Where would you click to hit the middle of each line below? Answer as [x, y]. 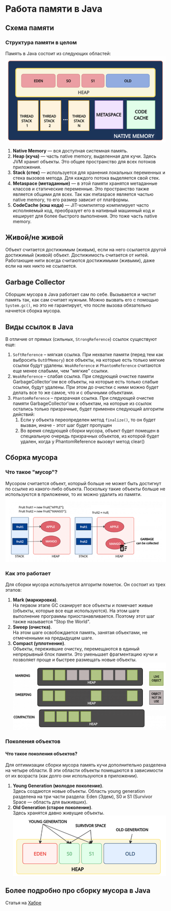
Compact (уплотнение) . [39, 643]
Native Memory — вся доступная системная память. [70, 150]
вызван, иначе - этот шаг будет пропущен [66, 425]
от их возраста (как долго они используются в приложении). [72, 776]
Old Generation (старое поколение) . [53, 808]
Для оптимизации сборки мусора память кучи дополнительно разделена [86, 765]
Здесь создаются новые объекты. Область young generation [79, 791]
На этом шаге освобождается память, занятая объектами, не [80, 633]
